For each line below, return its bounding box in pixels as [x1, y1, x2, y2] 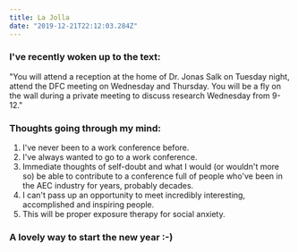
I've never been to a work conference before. [21, 142, 190, 153]
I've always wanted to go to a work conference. [21, 152, 198, 163]
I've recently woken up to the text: [9, 51, 161, 63]
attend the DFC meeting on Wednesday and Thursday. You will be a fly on [9, 80, 282, 91]
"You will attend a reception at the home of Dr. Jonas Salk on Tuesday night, [9, 71, 290, 81]
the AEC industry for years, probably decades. [21, 181, 194, 191]
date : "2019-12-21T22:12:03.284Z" [9, 21, 139, 30]
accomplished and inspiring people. [21, 199, 155, 210]
